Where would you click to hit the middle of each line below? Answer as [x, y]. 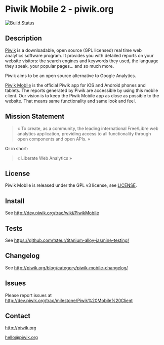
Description [23, 38]
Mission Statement [35, 116]
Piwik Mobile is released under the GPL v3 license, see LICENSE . [71, 185]
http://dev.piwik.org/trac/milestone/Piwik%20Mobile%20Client [69, 301]
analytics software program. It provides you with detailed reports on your [80, 55]
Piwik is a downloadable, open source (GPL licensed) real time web [74, 50]
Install [15, 201]
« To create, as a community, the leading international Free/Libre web [88, 128]
